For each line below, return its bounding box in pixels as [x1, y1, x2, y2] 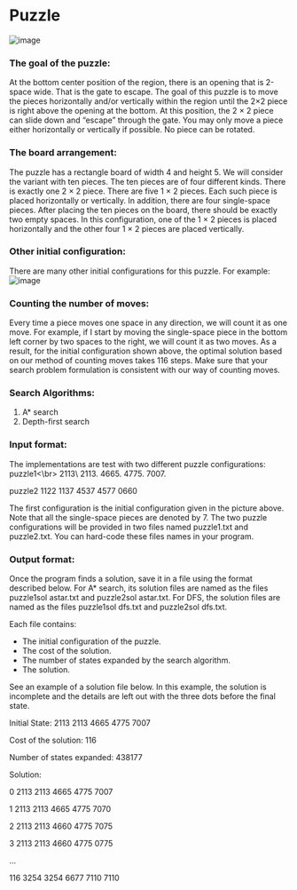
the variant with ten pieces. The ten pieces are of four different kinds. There [9, 176, 286, 187]
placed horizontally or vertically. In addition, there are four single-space [9, 195, 270, 205]
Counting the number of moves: [9, 297, 150, 309]
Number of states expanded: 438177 [9, 752, 144, 763]
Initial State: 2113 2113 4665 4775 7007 [9, 718, 151, 728]
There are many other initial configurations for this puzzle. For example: [9, 266, 270, 276]
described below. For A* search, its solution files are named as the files [9, 583, 269, 593]
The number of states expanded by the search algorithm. [21, 655, 231, 666]
